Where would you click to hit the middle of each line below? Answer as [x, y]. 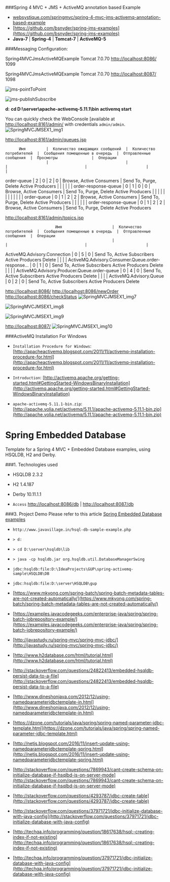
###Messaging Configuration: [37, 49]
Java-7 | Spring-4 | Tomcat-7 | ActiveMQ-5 [59, 39]
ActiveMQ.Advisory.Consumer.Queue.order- [114, 260]
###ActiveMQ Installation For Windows [46, 336]
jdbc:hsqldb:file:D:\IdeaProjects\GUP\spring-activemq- [73, 569]
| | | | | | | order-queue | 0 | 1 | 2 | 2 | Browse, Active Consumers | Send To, [82, 197]
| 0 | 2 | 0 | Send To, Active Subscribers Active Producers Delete [73, 281]
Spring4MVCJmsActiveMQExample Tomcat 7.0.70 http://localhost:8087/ [81, 74]
